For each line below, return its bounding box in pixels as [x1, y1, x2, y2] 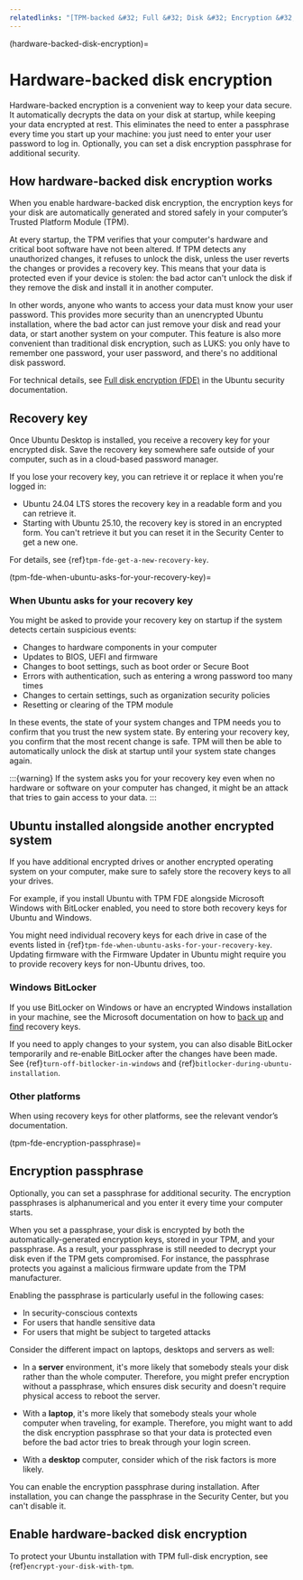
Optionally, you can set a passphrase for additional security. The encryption [9, 1187, 291, 1198]
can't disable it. [9, 1501, 67, 1511]
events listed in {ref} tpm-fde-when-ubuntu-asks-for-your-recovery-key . [9, 940, 273, 950]
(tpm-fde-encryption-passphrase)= [9, 1137, 142, 1148]
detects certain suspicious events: [9, 624, 137, 635]
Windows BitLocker [9, 981, 97, 994]
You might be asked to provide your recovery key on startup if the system [9, 615, 282, 626]
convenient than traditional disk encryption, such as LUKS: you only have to [9, 338, 290, 349]
